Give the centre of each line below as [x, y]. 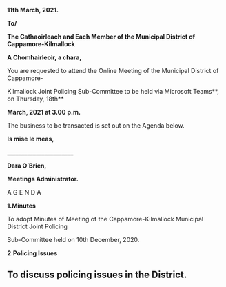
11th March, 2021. [33, 10]
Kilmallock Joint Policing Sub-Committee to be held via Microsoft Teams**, [113, 91]
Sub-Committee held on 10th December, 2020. [73, 240]
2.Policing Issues [32, 253]
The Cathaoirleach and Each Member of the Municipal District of [101, 37]
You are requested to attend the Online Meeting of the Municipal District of [113, 71]
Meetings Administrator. [43, 179]
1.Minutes [22, 206]
